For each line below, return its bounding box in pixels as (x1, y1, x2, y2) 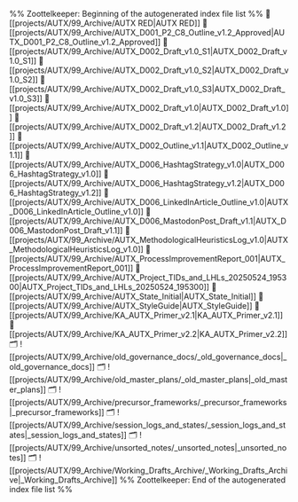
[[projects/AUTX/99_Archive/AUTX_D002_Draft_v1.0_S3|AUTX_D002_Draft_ (9, 84, 286, 94)
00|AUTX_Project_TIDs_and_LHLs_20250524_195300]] (9, 282, 210, 292)
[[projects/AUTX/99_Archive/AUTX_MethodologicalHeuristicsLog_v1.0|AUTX (9, 235, 288, 245)
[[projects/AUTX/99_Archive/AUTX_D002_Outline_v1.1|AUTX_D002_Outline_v (9, 140, 289, 151)
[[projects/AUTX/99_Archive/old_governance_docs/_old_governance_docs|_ (9, 351, 287, 362)
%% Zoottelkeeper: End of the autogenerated (119, 475, 286, 485)
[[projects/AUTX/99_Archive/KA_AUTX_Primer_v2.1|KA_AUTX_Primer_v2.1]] (9, 310, 284, 320)
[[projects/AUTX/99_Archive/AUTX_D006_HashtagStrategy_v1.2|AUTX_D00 (9, 178, 286, 188)
